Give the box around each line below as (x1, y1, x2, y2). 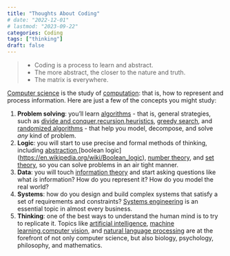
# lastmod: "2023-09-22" (7, 23, 79, 30)
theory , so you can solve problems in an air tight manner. (17, 161, 179, 169)
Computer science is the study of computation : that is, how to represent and (7, 89, 224, 97)
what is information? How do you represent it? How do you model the (17, 175, 214, 183)
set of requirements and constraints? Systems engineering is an (17, 198, 198, 205)
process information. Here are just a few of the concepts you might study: (7, 96, 217, 104)
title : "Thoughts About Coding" (7, 10, 100, 17)
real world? (17, 183, 50, 191)
